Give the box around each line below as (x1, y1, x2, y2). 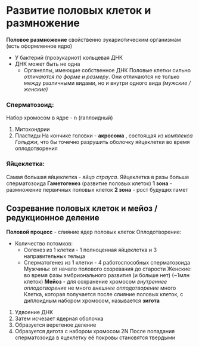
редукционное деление (6, 213, 99, 223)
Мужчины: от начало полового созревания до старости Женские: (23, 265, 192, 272)
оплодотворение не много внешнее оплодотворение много (23, 284, 176, 291)
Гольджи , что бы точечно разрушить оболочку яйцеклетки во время (14, 139, 190, 146)
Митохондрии (14, 126, 50, 133)
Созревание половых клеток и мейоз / (6, 203, 158, 213)
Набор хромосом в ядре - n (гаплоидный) (6, 114, 113, 121)
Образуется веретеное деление (14, 321, 97, 328)
